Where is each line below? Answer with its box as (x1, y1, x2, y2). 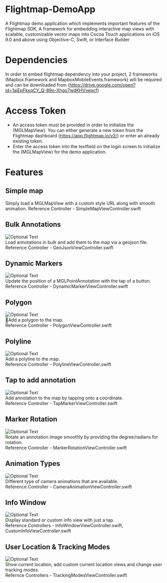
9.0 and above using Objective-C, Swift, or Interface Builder (5, 37, 130, 43)
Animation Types (5, 459, 60, 468)
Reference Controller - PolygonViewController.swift (5, 322, 112, 328)
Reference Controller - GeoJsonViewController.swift (5, 245, 114, 251)
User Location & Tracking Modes (5, 542, 110, 551)
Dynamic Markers (5, 259, 63, 268)
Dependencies (5, 54, 68, 66)
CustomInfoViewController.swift (5, 528, 71, 534)
